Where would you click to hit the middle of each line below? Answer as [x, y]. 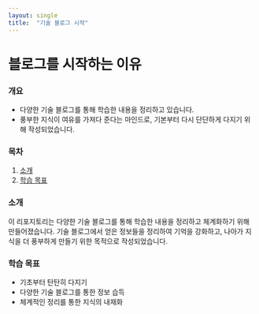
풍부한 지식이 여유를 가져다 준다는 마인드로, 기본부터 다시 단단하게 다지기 [131, 119]
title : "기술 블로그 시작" [48, 23]
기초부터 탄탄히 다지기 [54, 282]
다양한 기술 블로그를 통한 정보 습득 [72, 292]
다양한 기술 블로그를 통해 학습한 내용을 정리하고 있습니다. [107, 109]
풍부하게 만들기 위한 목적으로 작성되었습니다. [99, 241]
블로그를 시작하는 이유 [75, 64]
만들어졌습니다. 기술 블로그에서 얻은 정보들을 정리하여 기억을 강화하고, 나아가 [126, 231]
